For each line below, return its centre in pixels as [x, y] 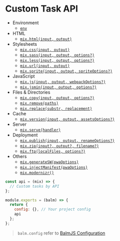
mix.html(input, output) [46, 39]
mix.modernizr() [37, 173]
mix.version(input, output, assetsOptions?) [67, 119]
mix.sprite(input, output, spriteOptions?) [66, 71]
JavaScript [24, 76]
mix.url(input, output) [45, 66]
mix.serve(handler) [40, 130]
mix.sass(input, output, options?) [57, 55]
